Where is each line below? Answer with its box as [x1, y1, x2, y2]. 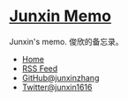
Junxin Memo [9, 6, 112, 26]
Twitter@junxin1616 [21, 82, 93, 92]
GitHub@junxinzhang [21, 72, 100, 83]
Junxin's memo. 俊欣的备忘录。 [9, 36, 124, 47]
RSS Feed [21, 63, 58, 74]
